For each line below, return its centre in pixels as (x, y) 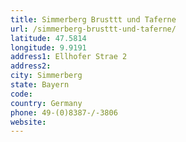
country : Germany (46, 103)
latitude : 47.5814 (48, 38)
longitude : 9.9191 (48, 47)
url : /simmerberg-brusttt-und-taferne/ (93, 29)
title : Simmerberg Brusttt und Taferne (93, 19)
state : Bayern (40, 85)
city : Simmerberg (46, 76)
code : (21, 94)
